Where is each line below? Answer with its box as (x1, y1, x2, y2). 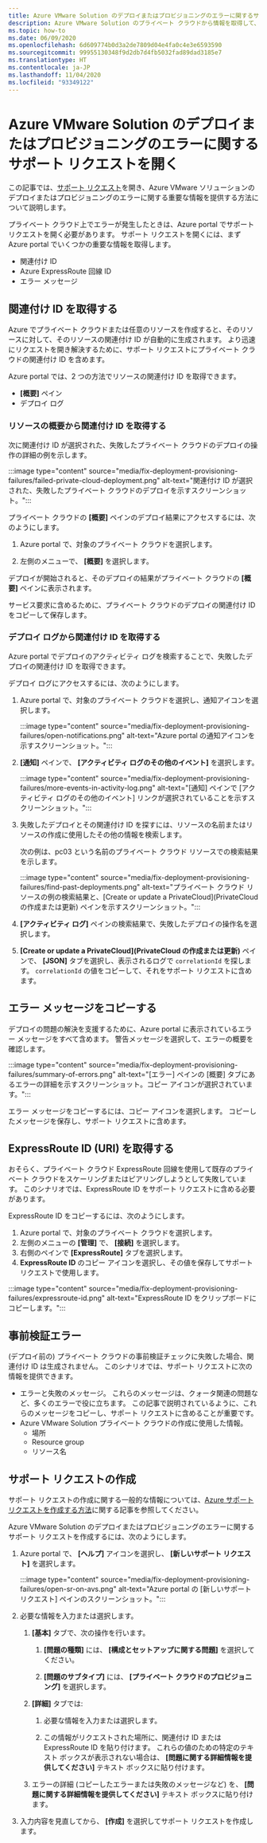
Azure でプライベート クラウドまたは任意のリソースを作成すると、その (8, 324, 240, 335)
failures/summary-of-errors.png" (8, 1069, 117, 1079)
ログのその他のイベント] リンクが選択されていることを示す (56, 792, 249, 802)
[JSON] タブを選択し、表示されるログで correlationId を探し (42, 956, 245, 965)
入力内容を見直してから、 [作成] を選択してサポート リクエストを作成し (19, 1817, 254, 1826)
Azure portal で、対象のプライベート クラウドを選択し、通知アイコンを (19, 695, 252, 705)
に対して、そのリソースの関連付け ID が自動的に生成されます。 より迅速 (21, 335, 256, 344)
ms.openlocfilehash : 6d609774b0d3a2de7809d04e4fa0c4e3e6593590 (8, 41, 222, 49)
